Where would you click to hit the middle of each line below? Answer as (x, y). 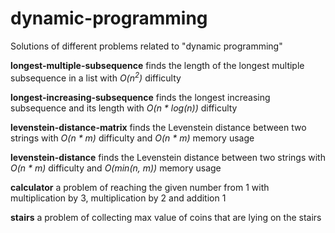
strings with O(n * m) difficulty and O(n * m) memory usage (132, 138)
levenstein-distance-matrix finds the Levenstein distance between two (158, 127)
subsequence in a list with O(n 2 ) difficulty (96, 77)
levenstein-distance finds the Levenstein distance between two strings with (168, 157)
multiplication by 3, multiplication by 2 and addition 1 (118, 198)
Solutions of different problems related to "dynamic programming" (146, 46)
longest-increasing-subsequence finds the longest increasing (140, 97)
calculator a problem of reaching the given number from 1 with (140, 187)
